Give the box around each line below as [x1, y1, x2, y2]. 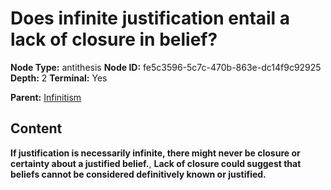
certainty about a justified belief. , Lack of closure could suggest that [10, 157, 302, 169]
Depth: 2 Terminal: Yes [10, 72, 108, 84]
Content [10, 120, 63, 137]
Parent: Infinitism [10, 91, 82, 103]
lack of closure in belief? [10, 28, 218, 51]
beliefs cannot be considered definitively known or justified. [10, 168, 267, 180]
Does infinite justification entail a [10, 7, 291, 30]
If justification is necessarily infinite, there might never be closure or [10, 147, 301, 159]
